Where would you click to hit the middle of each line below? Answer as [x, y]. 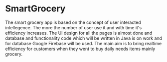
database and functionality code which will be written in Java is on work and [84, 38]
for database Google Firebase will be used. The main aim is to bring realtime [83, 43]
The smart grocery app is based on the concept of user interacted [73, 22]
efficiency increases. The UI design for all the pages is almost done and [79, 33]
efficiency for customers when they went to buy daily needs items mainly [80, 49]
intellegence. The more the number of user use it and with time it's [74, 27]
